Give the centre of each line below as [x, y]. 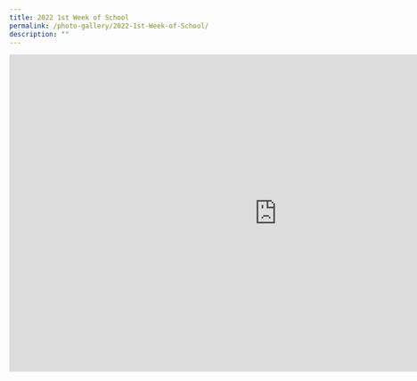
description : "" [39, 34]
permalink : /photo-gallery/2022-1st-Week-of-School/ [109, 26]
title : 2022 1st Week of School [69, 17]
